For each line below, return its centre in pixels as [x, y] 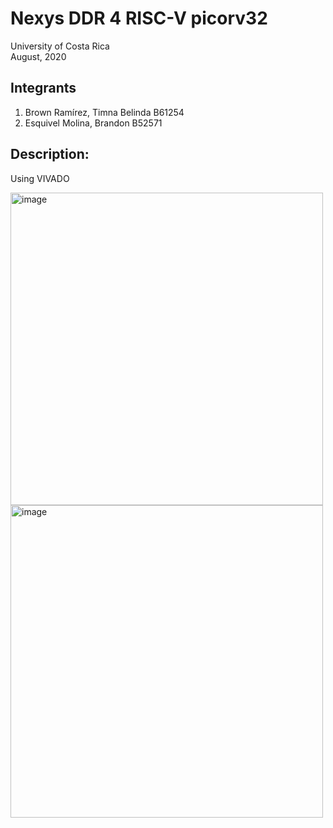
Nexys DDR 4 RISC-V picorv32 [139, 18]
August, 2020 [38, 56]
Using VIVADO [40, 178]
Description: [50, 154]
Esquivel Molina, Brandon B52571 [93, 123]
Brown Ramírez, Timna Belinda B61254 [104, 112]
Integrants [43, 88]
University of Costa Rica [60, 46]
